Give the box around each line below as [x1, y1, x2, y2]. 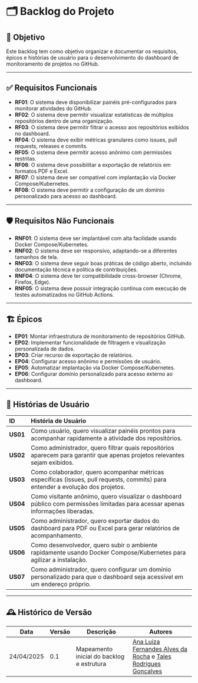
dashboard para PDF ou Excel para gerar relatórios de [30, 524, 180, 533]
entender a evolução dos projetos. [30, 483, 126, 491]
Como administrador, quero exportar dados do [30, 517, 160, 525]
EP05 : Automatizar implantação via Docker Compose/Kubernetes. [14, 364, 176, 372]
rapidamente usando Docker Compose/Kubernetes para [30, 549, 186, 557]
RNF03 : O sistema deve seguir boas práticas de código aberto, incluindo [14, 260, 192, 267]
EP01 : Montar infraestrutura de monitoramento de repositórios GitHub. [14, 333, 186, 340]
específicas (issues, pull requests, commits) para [30, 475, 167, 484]
